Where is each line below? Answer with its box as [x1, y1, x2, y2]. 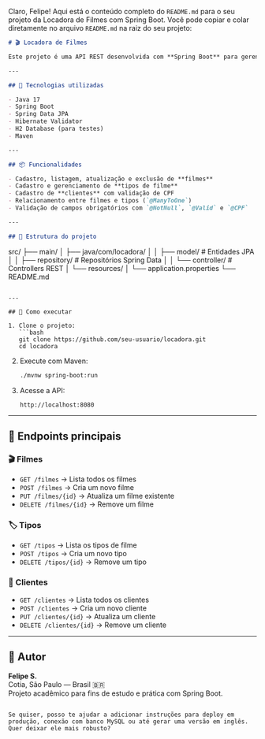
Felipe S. [8, 671, 38, 681]
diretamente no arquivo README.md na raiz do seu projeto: [8, 24, 192, 32]
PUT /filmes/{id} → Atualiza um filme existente [19, 492, 175, 501]
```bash [18, 329, 44, 336]
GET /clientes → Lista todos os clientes [19, 595, 150, 604]
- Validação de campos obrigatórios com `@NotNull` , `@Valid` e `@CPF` [8, 204, 248, 212]
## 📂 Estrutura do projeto [8, 232, 97, 240]
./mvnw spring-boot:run [19, 371, 99, 379]
